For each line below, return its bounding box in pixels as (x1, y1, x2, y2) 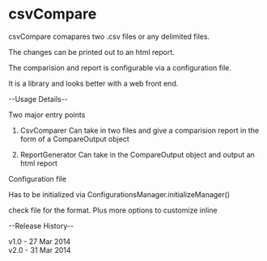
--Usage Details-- (8, 94, 69, 103)
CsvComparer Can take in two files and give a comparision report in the (19, 125, 260, 135)
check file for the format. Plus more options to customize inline (8, 205, 218, 215)
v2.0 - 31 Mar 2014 (8, 245, 71, 255)
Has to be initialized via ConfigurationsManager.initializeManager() (8, 189, 231, 199)
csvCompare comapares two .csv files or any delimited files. (8, 32, 210, 41)
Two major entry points (8, 110, 86, 120)
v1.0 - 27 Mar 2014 (8, 236, 71, 246)
